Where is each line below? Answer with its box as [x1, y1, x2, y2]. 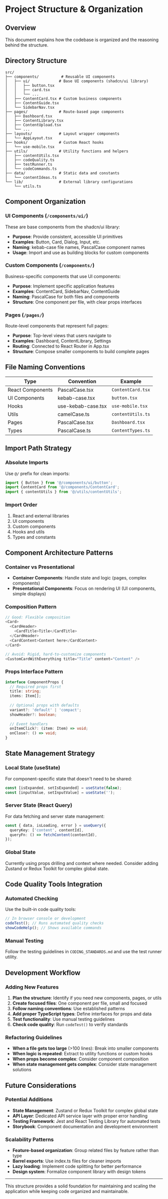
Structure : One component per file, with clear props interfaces [12, 299, 142, 305]
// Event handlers [9, 721, 48, 727]
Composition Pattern [5, 604, 56, 611]
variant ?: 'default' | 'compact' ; [9, 707, 81, 712]
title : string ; [9, 689, 41, 694]
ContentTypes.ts [111, 427, 150, 433]
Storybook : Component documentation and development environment [12, 1123, 158, 1129]
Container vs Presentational [5, 563, 75, 570]
